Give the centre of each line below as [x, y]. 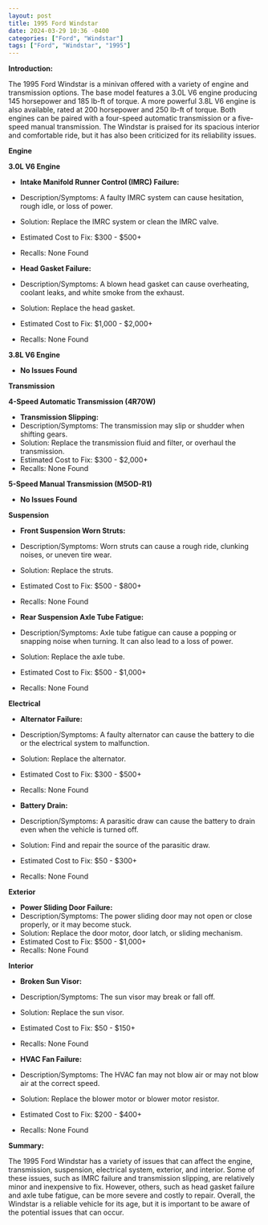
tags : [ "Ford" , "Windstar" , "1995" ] [69, 46]
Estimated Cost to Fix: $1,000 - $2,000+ [86, 324]
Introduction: [31, 68]
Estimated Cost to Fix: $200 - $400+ [81, 1115]
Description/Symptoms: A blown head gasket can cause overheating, [134, 284]
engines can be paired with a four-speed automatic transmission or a [122, 118]
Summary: [26, 1145]
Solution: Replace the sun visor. [72, 1013]
